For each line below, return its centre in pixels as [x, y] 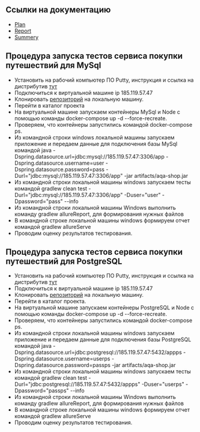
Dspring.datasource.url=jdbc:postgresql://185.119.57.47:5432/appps [98, 352]
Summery [26, 37]
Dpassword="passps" [42, 391]
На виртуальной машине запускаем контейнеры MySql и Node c [97, 112]
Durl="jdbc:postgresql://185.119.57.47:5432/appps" [77, 385]
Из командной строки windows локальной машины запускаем [94, 137]
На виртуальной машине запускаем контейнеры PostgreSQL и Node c [104, 308]
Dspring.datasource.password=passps [62, 365]
